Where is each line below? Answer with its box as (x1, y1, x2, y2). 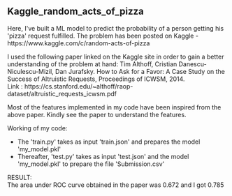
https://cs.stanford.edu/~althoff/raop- (24, 82, 133, 90)
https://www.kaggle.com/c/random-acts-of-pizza (7, 38, 150, 47)
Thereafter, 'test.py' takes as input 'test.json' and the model (17, 152, 189, 160)
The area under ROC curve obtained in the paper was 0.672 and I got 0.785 (7, 181, 224, 189)
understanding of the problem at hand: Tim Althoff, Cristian (7, 59, 177, 68)
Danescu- (178, 59, 208, 68)
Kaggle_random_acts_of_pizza (7, 6, 145, 17)
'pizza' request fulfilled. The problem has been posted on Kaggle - (7, 31, 199, 40)
